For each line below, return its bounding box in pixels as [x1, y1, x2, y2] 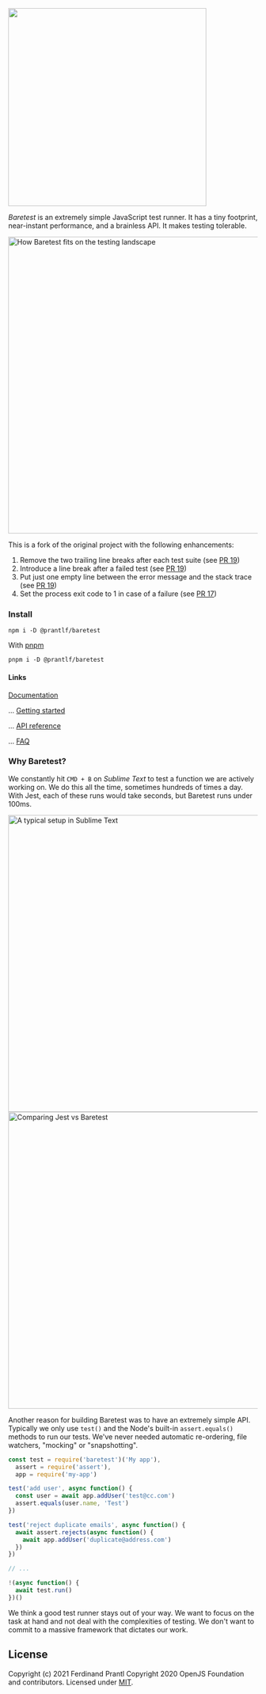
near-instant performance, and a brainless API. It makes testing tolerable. [8, 221, 247, 230]
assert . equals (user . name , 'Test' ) [15, 1499, 129, 1507]
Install [8, 609, 33, 620]
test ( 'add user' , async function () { [8, 1484, 133, 1493]
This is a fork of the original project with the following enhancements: [8, 540, 234, 549]
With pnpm [8, 640, 44, 650]
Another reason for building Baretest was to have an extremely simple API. [8, 1415, 251, 1424]
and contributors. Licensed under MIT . [8, 1677, 134, 1687]
